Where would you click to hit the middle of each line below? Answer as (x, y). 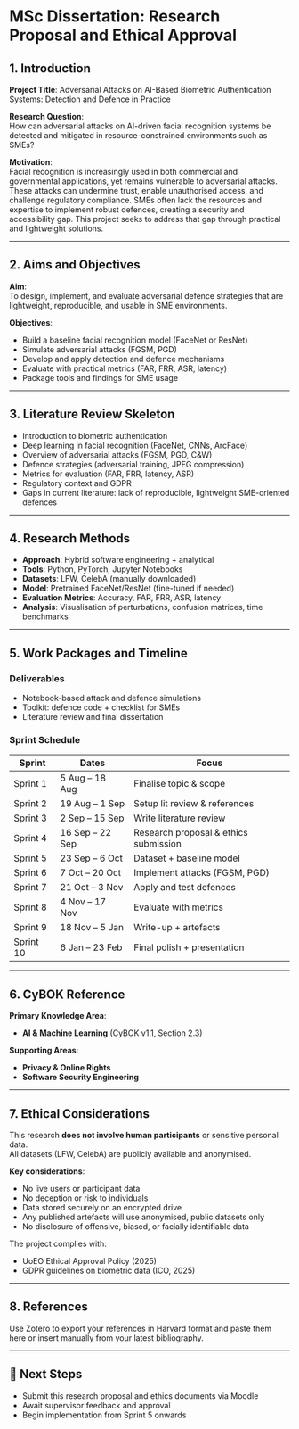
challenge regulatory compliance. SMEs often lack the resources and (136, 200)
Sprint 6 (30, 873)
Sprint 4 (30, 838)
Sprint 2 (30, 804)
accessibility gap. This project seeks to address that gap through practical (145, 219)
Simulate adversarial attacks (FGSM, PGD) (100, 349)
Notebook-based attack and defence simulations (112, 698)
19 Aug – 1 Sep (93, 804)
